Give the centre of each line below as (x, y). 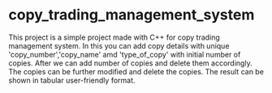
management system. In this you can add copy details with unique (119, 45)
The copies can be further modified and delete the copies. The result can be (136, 71)
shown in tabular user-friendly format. (72, 80)
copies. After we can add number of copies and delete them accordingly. (131, 63)
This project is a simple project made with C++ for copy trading (114, 37)
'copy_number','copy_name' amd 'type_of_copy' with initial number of (125, 54)
